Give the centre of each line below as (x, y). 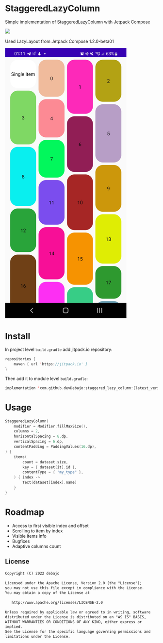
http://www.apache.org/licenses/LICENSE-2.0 (57, 602)
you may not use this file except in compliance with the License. (75, 588)
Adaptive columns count (36, 546)
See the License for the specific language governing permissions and (78, 631)
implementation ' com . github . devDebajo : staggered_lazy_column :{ (70, 388)
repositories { (20, 359)
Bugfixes (21, 541)
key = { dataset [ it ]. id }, (50, 467)
